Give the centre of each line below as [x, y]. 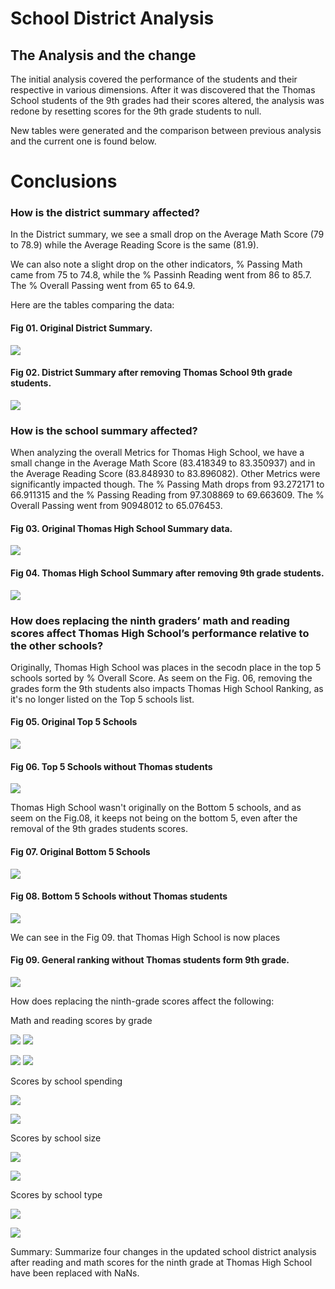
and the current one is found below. [83, 141]
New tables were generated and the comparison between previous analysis [166, 130]
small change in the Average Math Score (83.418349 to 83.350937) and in [163, 463]
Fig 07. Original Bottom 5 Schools [80, 851]
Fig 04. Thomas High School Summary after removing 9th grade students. [167, 573]
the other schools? [57, 645]
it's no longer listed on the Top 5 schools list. [102, 699]
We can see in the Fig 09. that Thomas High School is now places [145, 937]
